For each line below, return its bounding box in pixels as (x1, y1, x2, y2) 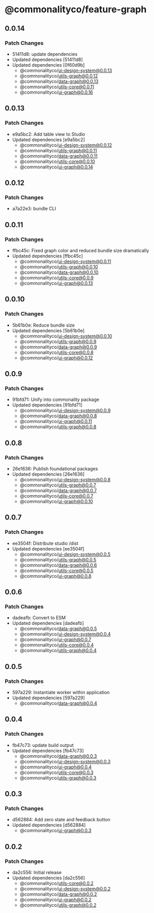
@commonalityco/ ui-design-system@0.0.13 (19, 67, 112, 73)
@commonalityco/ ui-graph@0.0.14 (19, 164, 93, 170)
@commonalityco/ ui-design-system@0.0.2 (19, 886, 111, 892)
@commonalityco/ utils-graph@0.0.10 (19, 263, 98, 270)
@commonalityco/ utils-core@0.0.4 (19, 642, 94, 648)
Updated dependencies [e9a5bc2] (12, 136, 85, 143)
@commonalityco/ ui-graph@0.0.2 (19, 897, 92, 903)
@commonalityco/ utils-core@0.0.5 (19, 567, 94, 574)
